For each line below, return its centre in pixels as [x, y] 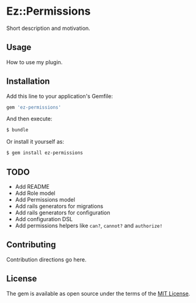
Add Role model [35, 193]
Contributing [31, 245]
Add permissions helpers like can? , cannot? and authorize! [89, 225]
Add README [32, 187]
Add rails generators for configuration [63, 213]
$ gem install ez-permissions [45, 153]
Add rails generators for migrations [59, 206]
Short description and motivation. [48, 28]
